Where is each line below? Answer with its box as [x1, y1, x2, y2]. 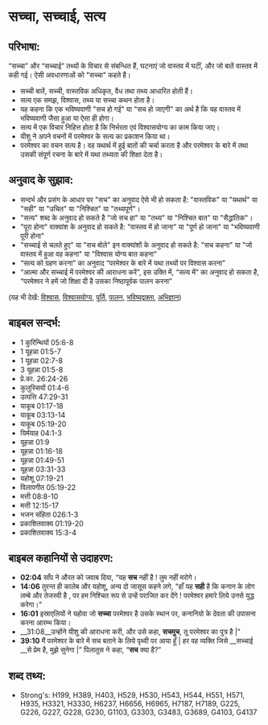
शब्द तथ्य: [8, 669, 46, 682]
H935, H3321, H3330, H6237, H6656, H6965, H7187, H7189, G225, [19, 699, 241, 709]
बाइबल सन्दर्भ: [8, 316, 62, 330]
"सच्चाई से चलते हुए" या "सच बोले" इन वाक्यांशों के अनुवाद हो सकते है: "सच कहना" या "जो [19, 240, 253, 249]
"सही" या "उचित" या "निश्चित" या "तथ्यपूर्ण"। [19, 204, 141, 213]
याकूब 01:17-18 [19, 401, 64, 410]
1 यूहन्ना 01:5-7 [19, 346, 62, 356]
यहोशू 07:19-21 [19, 473, 64, 483]
